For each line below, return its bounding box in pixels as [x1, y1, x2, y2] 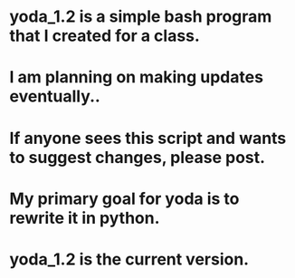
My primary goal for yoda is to [9, 188, 240, 209]
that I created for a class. [9, 25, 201, 46]
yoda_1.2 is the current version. [9, 249, 250, 269]
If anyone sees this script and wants [9, 128, 287, 149]
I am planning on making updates [9, 67, 264, 88]
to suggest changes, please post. [9, 147, 265, 168]
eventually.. [9, 86, 101, 107]
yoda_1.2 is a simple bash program [9, 6, 272, 27]
